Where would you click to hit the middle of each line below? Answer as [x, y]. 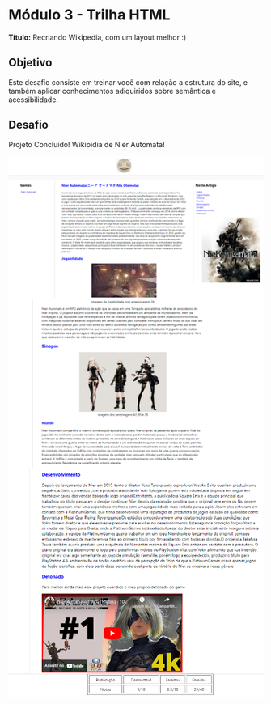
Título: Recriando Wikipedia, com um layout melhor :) [97, 37]
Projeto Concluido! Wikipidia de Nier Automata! [87, 144]
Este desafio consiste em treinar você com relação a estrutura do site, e [128, 82]
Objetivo [30, 63]
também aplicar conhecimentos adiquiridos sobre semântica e [112, 91]
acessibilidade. [34, 100]
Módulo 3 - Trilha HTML [89, 15]
